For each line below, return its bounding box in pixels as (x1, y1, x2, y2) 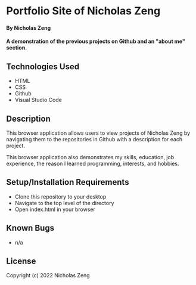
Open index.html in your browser (14, 206, 95, 213)
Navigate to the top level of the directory (14, 199, 114, 206)
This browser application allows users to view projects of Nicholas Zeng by (6, 129, 191, 137)
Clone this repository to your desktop (14, 193, 107, 200)
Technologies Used (6, 61, 79, 72)
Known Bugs (6, 223, 55, 233)
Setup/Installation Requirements (6, 177, 129, 187)
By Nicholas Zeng (6, 24, 51, 31)
